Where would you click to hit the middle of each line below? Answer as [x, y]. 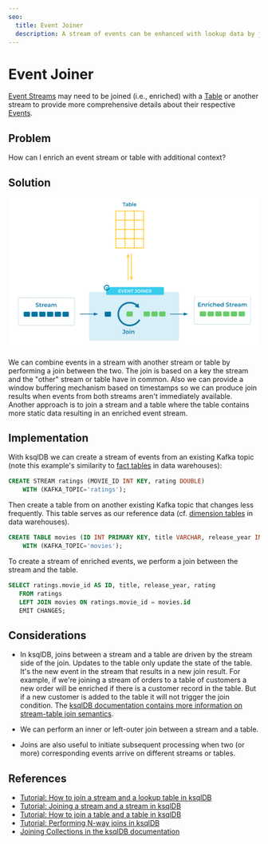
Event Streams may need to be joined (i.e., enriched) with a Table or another [134, 97]
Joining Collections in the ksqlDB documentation [100, 832]
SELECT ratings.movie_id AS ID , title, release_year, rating [112, 585]
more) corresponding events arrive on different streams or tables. [128, 753]
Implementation [49, 438]
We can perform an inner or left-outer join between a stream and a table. [139, 729]
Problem [30, 138]
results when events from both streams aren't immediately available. [120, 396]
